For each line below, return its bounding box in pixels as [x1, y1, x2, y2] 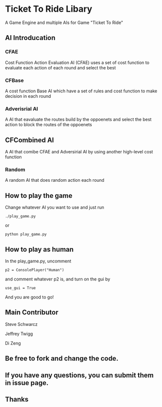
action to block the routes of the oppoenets [5, 122, 92, 128]
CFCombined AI [5, 136, 54, 144]
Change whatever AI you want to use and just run [5, 204, 104, 211]
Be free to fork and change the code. [5, 354, 119, 363]
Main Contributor [5, 308, 59, 317]
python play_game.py [5, 232, 47, 237]
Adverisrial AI [5, 105, 38, 112]
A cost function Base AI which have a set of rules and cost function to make [5, 88, 158, 94]
